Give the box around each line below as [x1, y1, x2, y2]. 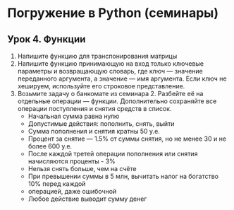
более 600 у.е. [27, 142, 73, 150]
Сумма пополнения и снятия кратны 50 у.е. [27, 127, 160, 135]
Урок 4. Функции [7, 33, 86, 45]
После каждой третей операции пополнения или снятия [27, 150, 198, 158]
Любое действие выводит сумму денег [27, 194, 147, 203]
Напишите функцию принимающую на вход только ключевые [17, 59, 204, 68]
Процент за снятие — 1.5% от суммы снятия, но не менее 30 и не [27, 134, 227, 143]
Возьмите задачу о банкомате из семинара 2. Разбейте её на [17, 90, 204, 98]
